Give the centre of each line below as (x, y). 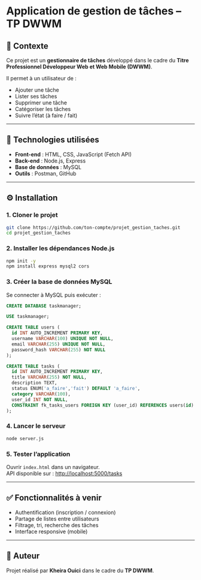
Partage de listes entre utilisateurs (57, 519)
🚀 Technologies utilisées (53, 140)
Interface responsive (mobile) (51, 531)
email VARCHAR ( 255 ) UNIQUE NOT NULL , (59, 344)
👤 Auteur (23, 556)
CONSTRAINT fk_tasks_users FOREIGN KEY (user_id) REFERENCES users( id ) (103, 405)
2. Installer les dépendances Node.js (60, 248)
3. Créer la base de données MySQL (59, 282)
